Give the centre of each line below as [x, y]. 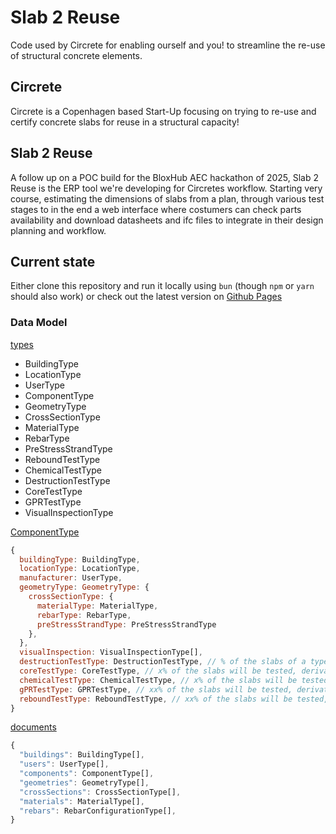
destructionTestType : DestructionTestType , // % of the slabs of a [163, 662]
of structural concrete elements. [76, 55]
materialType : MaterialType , [97, 606]
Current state [53, 261]
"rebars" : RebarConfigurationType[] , [98, 811]
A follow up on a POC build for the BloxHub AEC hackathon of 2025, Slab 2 [165, 177]
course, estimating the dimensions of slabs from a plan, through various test [167, 198]
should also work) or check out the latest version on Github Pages [146, 297]
